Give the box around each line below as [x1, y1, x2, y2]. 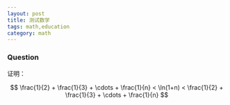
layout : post [7, 10, 45, 17]
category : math [7, 29, 51, 37]
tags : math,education [7, 23, 70, 30]
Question [7, 53, 40, 63]
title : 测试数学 [7, 17, 50, 24]
